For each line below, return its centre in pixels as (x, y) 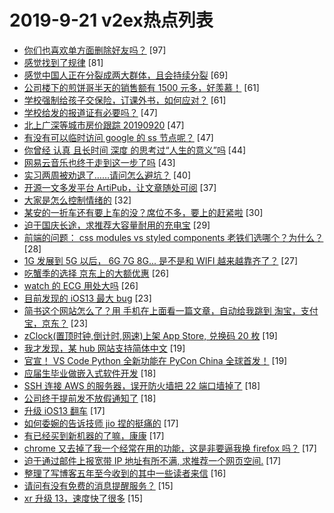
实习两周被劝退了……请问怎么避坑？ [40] (107, 175)
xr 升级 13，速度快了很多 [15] (83, 498)
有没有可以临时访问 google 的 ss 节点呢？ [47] (118, 137)
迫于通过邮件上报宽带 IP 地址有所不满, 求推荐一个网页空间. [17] (152, 460)
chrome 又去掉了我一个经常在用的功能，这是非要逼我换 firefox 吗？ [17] (170, 448)
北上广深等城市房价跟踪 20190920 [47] (104, 125)
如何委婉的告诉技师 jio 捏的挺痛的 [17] (101, 423)
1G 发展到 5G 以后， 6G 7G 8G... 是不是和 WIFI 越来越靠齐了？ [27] (161, 260)
